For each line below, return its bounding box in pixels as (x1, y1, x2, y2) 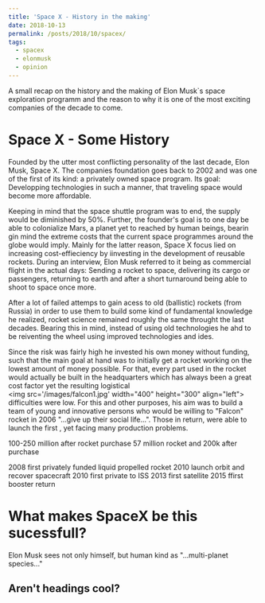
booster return (8, 479, 56, 488)
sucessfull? (8, 524, 88, 542)
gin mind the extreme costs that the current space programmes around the (8, 231, 254, 241)
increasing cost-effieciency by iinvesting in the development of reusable (8, 248, 245, 258)
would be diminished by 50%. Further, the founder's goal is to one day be (8, 215, 249, 224)
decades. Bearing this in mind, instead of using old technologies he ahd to (8, 323, 251, 333)
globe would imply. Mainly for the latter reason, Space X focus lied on (8, 239, 236, 250)
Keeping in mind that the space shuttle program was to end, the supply (8, 206, 241, 216)
